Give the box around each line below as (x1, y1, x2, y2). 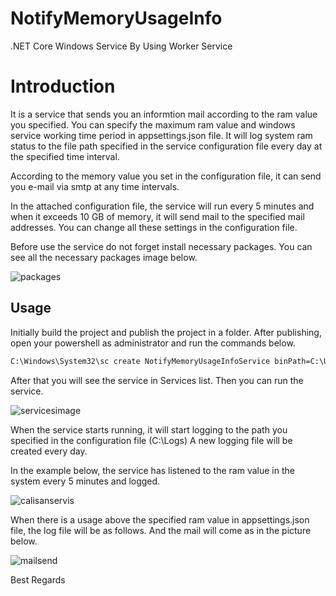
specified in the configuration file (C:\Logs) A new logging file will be (10, 434, 293, 446)
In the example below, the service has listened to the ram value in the (10, 464, 295, 476)
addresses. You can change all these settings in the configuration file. (10, 221, 298, 233)
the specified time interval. (10, 150, 120, 162)
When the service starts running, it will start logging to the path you (10, 423, 288, 436)
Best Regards (10, 573, 66, 586)
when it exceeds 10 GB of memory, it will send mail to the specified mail (10, 210, 305, 222)
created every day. (10, 445, 88, 457)
